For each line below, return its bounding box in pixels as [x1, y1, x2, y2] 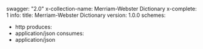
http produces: [15, 24, 53, 30]
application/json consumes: [15, 30, 84, 37]
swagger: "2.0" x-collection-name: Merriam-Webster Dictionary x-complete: [6, 5, 197, 12]
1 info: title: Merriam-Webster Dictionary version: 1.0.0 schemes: [6, 11, 166, 19]
